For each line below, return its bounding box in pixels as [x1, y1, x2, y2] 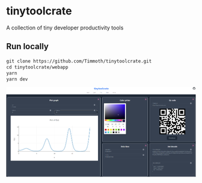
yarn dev [6, 76, 28, 82]
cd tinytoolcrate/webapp [6, 64, 69, 70]
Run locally [6, 41, 49, 52]
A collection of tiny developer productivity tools [6, 24, 124, 31]
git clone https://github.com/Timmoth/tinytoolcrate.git [6, 58, 152, 64]
